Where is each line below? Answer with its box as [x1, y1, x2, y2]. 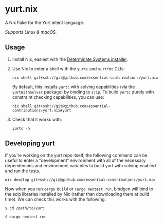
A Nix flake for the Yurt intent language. [5, 20, 84, 25]
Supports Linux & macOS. [5, 29, 57, 35]
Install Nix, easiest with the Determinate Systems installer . [12, 56, 128, 62]
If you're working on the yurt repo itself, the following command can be [5, 152, 147, 158]
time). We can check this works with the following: [5, 196, 106, 202]
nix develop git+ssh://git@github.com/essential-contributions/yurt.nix [5, 177, 156, 182]
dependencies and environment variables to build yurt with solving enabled [5, 162, 156, 168]
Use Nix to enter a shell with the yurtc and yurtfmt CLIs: [12, 66, 125, 71]
